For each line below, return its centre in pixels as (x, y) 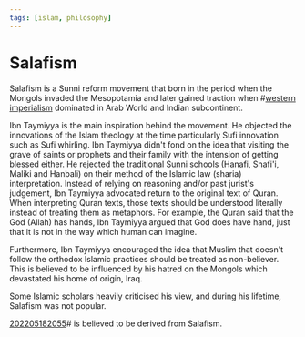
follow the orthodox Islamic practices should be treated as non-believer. (144, 259)
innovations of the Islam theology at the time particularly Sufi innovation (144, 135)
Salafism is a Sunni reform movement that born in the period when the (141, 88)
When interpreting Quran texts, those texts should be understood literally (146, 202)
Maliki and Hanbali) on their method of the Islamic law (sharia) (126, 173)
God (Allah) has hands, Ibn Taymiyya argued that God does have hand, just (150, 222)
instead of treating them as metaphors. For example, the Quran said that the (152, 212)
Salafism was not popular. (58, 305)
